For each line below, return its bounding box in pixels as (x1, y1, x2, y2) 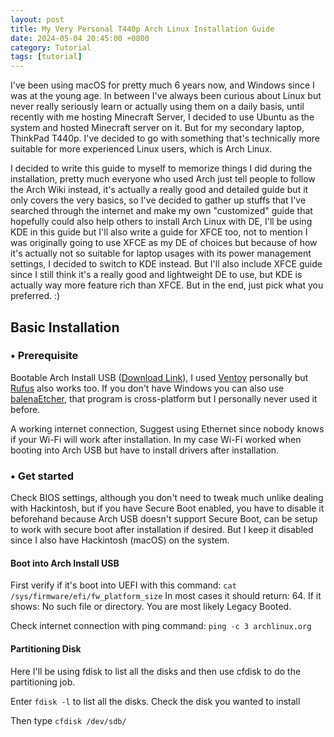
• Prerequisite (10, 349, 79, 363)
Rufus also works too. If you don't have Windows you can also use (10, 382, 285, 394)
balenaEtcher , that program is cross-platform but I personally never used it (10, 392, 318, 405)
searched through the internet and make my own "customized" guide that (10, 205, 313, 217)
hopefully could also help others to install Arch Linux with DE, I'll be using (10, 216, 313, 228)
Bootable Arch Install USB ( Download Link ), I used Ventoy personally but (10, 371, 309, 383)
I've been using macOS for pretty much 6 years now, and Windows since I (10, 79, 315, 91)
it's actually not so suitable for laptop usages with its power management (10, 247, 312, 260)
